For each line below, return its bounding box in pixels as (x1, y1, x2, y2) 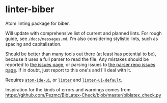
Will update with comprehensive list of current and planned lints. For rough (5, 30, 162, 36)
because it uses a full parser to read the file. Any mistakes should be (5, 56, 149, 62)
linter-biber (5, 4, 54, 15)
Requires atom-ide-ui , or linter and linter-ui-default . (5, 77, 123, 83)
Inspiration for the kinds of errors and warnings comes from (5, 86, 131, 92)
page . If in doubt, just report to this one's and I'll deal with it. (5, 67, 131, 73)
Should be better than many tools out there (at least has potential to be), (5, 51, 156, 57)
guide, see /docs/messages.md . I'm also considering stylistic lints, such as (5, 36, 158, 42)
